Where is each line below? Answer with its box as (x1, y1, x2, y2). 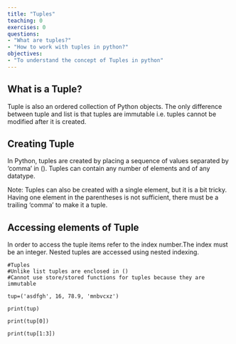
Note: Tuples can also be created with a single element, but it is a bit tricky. (7, 186, 227, 194)
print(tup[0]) (7, 318, 50, 325)
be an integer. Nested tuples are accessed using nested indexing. (7, 248, 199, 256)
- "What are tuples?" (7, 37, 72, 44)
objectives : (7, 51, 43, 58)
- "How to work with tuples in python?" (7, 43, 129, 51)
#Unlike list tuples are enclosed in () (7, 268, 129, 275)
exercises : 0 (7, 24, 46, 31)
